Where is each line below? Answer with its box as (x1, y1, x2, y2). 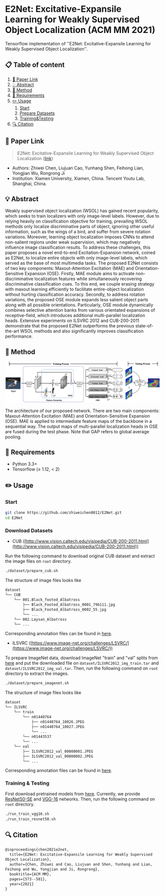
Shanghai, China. (12, 181, 47, 187)
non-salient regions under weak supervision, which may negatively (5, 239, 141, 245)
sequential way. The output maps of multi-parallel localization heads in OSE (5, 423, 158, 429)
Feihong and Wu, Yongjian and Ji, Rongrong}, (5, 866, 100, 872)
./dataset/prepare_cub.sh (5, 569, 58, 574)
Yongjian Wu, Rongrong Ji (12, 170, 65, 176)
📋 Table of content (5, 61, 65, 69)
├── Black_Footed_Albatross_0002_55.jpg (23, 607, 107, 612)
